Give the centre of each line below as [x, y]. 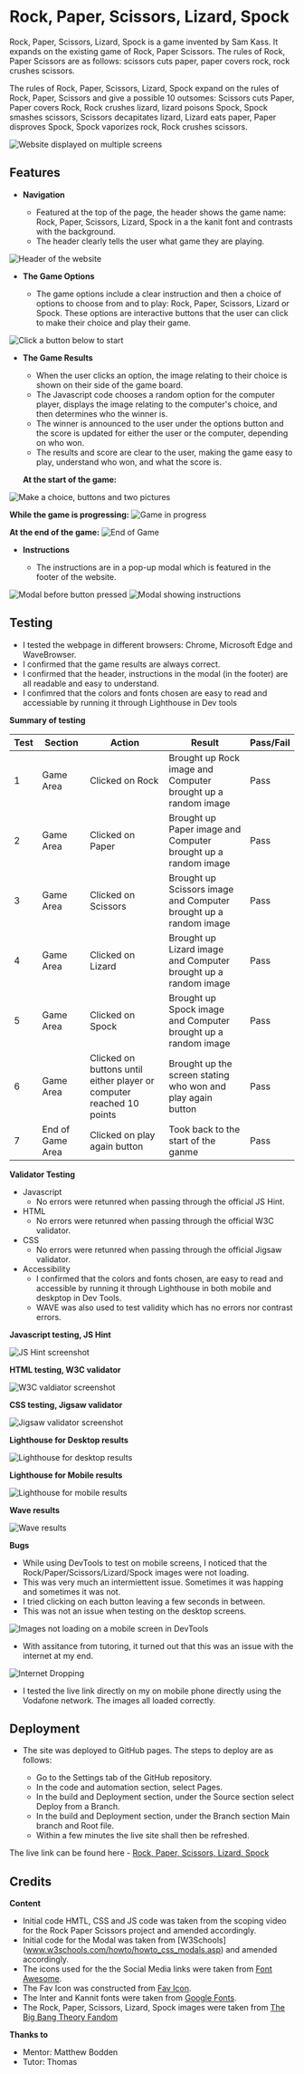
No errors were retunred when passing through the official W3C [155, 1220]
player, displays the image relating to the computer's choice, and [157, 404]
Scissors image [201, 889]
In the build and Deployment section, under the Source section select [165, 1797]
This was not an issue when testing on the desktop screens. [134, 1611]
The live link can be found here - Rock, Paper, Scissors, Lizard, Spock [139, 1853]
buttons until [116, 1069]
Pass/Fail [270, 742]
